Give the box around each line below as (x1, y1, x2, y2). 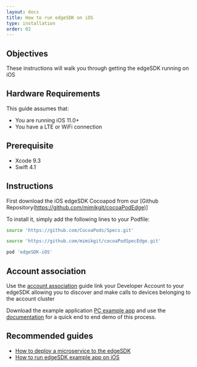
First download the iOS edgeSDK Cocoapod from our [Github (6, 197, 159, 204)
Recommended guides (6, 331, 93, 341)
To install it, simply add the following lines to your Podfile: (6, 215, 150, 223)
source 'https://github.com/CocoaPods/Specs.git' (6, 227, 135, 233)
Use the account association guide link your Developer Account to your (6, 282, 185, 289)
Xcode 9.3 (15, 156, 41, 164)
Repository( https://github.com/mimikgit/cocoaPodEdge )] (6, 203, 149, 211)
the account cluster (6, 295, 55, 302)
